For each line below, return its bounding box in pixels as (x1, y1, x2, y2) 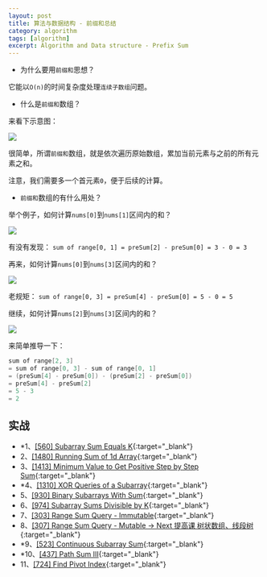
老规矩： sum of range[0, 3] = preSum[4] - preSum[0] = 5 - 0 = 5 (8, 292, 233, 301)
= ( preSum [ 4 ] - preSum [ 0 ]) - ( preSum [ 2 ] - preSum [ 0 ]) (8, 372, 193, 380)
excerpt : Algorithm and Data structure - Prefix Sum (8, 42, 189, 50)
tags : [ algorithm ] (8, 34, 70, 43)
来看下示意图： (8, 116, 58, 126)
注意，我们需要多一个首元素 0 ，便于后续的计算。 (8, 176, 167, 185)
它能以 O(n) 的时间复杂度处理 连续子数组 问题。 (8, 82, 152, 92)
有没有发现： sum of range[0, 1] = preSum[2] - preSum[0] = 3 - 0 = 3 (8, 243, 248, 252)
